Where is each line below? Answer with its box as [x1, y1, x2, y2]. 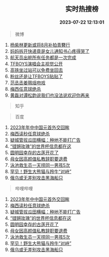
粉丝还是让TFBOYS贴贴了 [10, 73, 63, 79]
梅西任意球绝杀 [10, 86, 41, 92]
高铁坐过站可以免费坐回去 [10, 67, 63, 73]
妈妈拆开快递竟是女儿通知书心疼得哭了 [10, 48, 89, 54]
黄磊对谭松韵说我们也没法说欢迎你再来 [10, 92, 89, 98]
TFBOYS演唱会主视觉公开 [10, 60, 63, 67]
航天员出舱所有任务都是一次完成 [10, 54, 76, 60]
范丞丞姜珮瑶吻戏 [10, 80, 46, 86]
